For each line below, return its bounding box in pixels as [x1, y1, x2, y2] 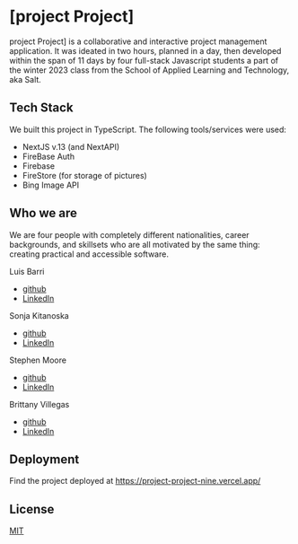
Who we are [9, 206, 78, 221]
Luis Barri [9, 266, 45, 276]
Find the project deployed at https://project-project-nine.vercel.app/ [9, 476, 261, 487]
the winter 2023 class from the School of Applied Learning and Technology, [9, 65, 290, 75]
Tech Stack [9, 101, 74, 116]
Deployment [9, 452, 80, 467]
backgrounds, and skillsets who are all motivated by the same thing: [9, 239, 260, 250]
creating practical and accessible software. [9, 249, 169, 259]
